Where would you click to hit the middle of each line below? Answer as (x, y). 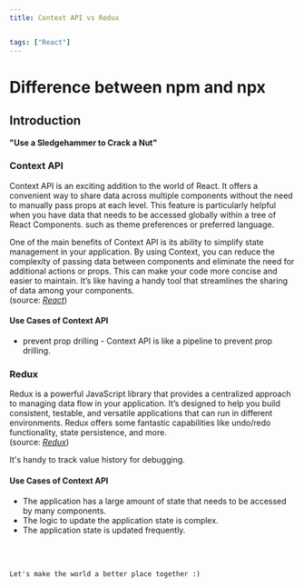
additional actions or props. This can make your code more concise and (144, 271)
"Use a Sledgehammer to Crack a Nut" (83, 143)
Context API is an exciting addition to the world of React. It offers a (134, 185)
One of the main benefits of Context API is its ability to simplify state (137, 242)
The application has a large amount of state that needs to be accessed (155, 501)
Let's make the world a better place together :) (105, 573)
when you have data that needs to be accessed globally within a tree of (143, 214)
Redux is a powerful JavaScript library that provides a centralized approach (151, 394)
